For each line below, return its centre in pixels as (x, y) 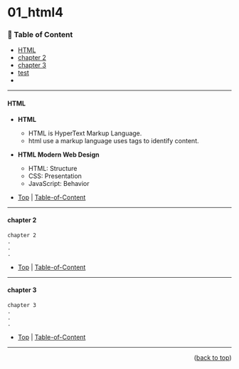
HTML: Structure (53, 168)
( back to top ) (213, 358)
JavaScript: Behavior (59, 183)
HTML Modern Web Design (58, 155)
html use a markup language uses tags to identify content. (113, 140)
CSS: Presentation (55, 176)
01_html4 (36, 12)
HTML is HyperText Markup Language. (85, 133)
